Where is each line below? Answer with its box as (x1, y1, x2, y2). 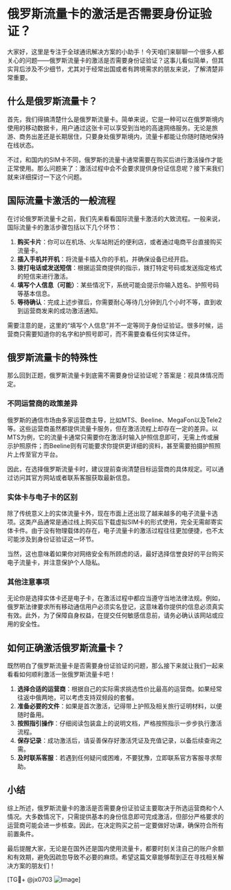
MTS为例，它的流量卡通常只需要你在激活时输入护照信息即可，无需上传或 (7, 433, 213, 441)
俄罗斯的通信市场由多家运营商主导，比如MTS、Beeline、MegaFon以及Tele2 (7, 416, 222, 424)
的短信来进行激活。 (16, 272, 72, 280)
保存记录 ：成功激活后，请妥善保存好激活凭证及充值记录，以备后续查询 (16, 737, 217, 745)
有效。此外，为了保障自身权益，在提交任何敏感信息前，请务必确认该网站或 (7, 611, 218, 619)
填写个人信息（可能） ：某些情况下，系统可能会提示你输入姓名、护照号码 (16, 280, 219, 289)
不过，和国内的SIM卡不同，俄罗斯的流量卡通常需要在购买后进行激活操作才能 (7, 156, 223, 164)
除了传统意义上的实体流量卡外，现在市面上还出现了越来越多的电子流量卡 (7, 509, 212, 517)
